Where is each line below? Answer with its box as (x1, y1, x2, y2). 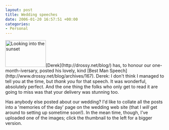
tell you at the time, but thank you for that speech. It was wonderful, (5, 79, 147, 85)
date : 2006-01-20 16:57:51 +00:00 (5, 17, 78, 22)
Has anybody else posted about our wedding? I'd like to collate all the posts (5, 99, 163, 105)
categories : (5, 21, 30, 27)
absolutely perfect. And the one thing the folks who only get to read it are (5, 84, 158, 90)
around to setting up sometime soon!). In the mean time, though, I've (5, 109, 148, 116)
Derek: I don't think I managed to (96, 73, 164, 79)
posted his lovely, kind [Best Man (39, 68, 109, 74)
